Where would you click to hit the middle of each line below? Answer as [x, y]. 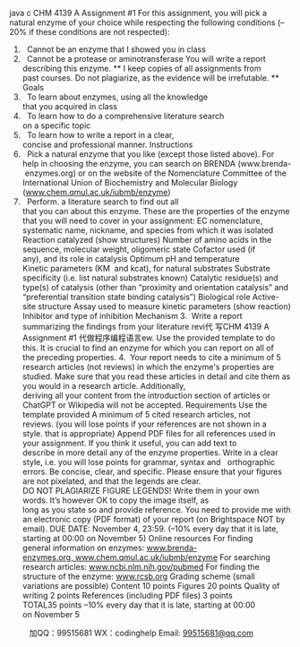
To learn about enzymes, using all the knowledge [117, 97]
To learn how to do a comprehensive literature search [125, 116]
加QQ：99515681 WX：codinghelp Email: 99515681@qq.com [141, 633]
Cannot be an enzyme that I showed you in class [116, 49]
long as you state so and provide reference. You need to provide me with [156, 509]
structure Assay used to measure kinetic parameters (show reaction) [164, 306]
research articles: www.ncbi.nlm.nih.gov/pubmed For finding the [141, 567]
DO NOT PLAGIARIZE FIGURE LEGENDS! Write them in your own [141, 491]
